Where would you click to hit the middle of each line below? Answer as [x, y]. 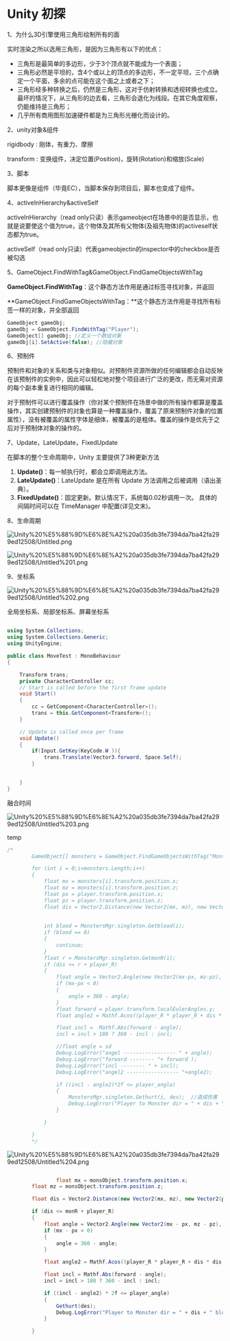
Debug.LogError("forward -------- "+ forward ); [126, 1059]
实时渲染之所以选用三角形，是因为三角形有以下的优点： [85, 49]
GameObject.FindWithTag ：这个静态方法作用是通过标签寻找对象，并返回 [111, 286]
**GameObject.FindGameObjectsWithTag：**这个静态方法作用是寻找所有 [111, 301]
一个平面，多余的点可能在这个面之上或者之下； [89, 80]
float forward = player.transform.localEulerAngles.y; [136, 1009]
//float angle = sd [84, 1047]
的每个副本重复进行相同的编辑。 [52, 388]
